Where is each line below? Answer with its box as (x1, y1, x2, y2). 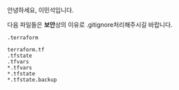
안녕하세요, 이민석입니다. (7, 6, 74, 14)
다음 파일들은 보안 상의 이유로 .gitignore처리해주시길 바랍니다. (7, 21, 173, 29)
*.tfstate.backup (7, 76, 57, 83)
